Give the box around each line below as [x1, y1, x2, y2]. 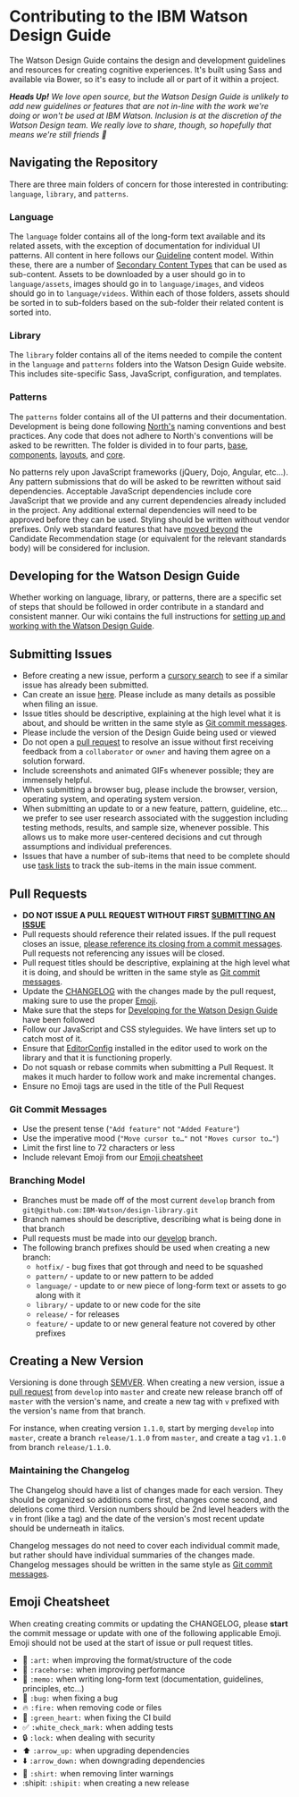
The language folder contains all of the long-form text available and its [9, 231, 266, 242]
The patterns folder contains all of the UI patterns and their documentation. [9, 411, 287, 422]
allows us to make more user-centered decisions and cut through [21, 831, 262, 842]
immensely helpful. [21, 775, 93, 786]
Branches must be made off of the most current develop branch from [21, 1194, 276, 1205]
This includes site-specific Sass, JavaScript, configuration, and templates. [9, 368, 283, 379]
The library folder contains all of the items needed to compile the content [9, 350, 283, 360]
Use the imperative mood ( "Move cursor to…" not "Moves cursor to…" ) [21, 1133, 279, 1143]
